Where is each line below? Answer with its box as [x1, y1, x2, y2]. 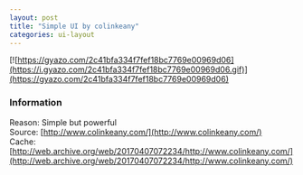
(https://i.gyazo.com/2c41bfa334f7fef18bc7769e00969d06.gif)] [9, 64, 248, 75]
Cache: [9, 136, 36, 147]
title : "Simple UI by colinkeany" [9, 22, 140, 31]
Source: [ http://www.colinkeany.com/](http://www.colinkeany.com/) [9, 126, 262, 137]
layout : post [9, 13, 59, 23]
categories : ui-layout [9, 30, 95, 39]
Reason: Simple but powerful [9, 116, 118, 127]
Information [9, 97, 62, 109]
